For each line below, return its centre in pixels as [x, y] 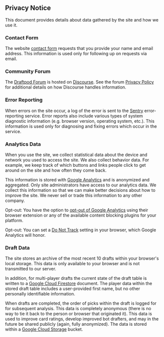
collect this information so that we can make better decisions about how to [80, 190]
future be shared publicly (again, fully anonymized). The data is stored [76, 324]
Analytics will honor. [25, 235]
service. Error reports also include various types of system [84, 116]
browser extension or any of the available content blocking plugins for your [81, 215]
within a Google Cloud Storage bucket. [44, 329]
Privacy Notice [28, 8]
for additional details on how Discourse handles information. [66, 87]
